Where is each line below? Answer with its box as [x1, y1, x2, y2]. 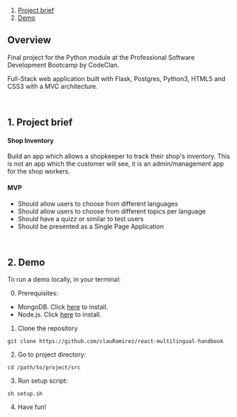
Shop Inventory [7, 136, 55, 144]
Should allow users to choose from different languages [17, 199, 179, 208]
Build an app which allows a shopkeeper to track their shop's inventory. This [7, 152, 231, 161]
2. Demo [7, 256, 45, 268]
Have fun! [17, 403, 47, 411]
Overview [7, 34, 52, 46]
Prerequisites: [17, 289, 59, 297]
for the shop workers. [7, 167, 71, 176]
